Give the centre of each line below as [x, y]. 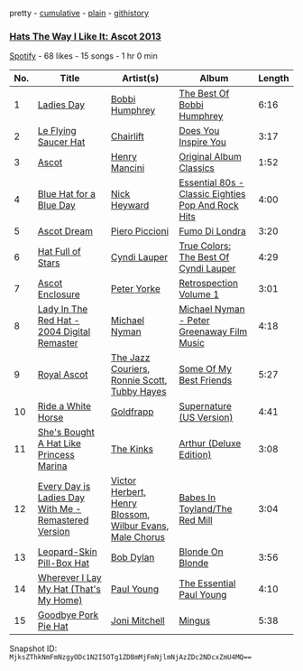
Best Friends [206, 380]
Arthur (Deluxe [210, 443]
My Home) [60, 601]
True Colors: [205, 246]
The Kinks [133, 449]
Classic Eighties [212, 194]
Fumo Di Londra [212, 231]
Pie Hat [53, 627]
